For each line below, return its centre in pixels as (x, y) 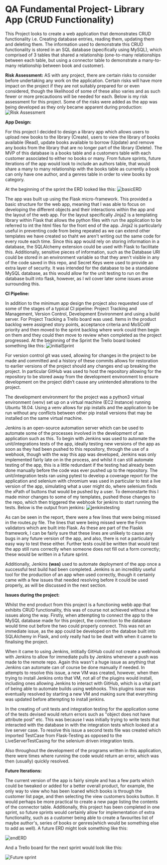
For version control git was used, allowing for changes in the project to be (81, 355)
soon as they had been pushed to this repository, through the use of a (77, 449)
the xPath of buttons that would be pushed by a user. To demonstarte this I (82, 491)
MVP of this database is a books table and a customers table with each (78, 153)
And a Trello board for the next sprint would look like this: (64, 848)
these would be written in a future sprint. (47, 554)
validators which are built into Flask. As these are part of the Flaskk (74, 528)
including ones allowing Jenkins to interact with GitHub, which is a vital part (83, 683)
